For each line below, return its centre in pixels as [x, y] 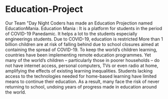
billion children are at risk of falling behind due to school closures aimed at [82, 44]
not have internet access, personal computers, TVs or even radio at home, [82, 65]
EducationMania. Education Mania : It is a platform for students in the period [84, 28]
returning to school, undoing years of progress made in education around [81, 86]
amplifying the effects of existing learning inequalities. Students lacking [79, 70]
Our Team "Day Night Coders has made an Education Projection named [79, 23]
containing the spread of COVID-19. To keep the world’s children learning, [81, 49]
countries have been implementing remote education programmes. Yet [78, 55]
